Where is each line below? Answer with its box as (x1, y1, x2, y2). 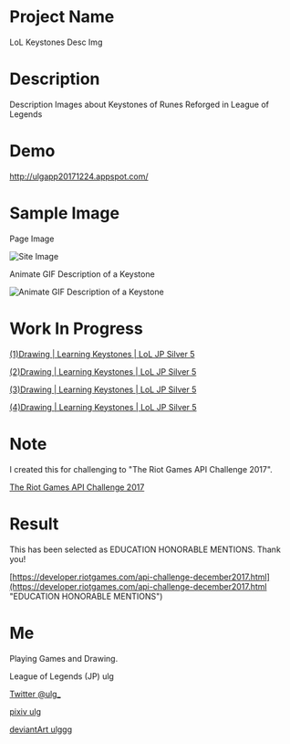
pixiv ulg (9, 706, 42, 717)
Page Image (9, 233, 55, 244)
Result (9, 514, 59, 534)
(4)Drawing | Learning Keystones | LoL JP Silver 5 (9, 401, 198, 412)
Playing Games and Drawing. (9, 653, 119, 664)
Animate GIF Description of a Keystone (9, 268, 155, 280)
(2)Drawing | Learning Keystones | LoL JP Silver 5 (9, 366, 197, 377)
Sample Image (9, 203, 120, 223)
